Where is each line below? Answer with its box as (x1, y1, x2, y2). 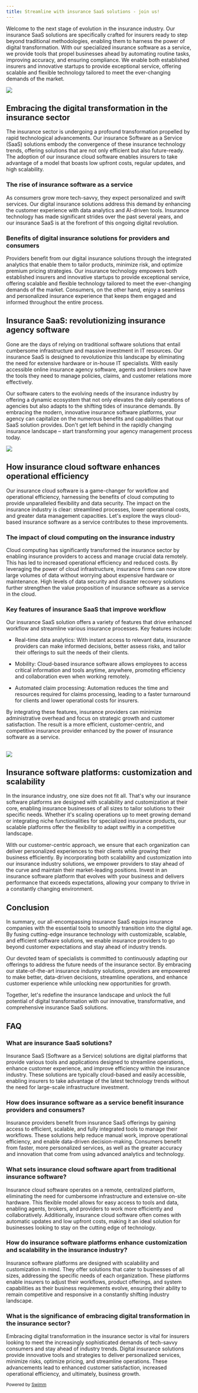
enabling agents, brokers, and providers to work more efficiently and (6, 1205, 173, 1212)
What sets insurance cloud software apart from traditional (6, 1165, 176, 1174)
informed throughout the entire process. (6, 299, 104, 306)
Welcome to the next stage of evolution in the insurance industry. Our (6, 25, 176, 32)
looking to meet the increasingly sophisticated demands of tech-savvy (6, 1339, 178, 1346)
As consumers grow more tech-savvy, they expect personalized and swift (6, 194, 186, 201)
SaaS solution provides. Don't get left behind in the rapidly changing (6, 421, 173, 428)
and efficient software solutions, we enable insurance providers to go (6, 937, 176, 944)
